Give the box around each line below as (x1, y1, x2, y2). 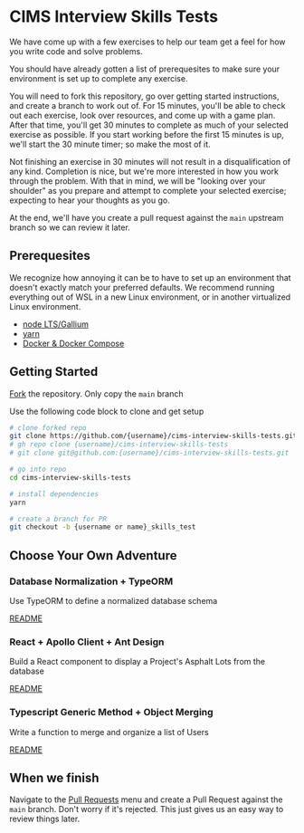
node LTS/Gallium (22, 319, 89, 330)
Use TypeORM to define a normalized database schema (9, 596, 218, 606)
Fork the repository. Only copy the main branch (9, 388, 184, 399)
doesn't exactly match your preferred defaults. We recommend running (9, 282, 275, 292)
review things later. (9, 813, 81, 825)
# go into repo (9, 464, 67, 474)
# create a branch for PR (9, 514, 107, 523)
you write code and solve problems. (9, 45, 143, 56)
